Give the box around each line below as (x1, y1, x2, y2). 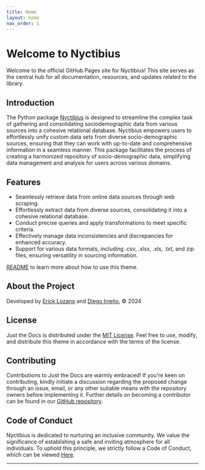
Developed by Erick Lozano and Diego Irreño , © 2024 (6, 297, 142, 304)
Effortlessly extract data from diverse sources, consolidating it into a (15, 206, 187, 213)
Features (6, 177, 41, 187)
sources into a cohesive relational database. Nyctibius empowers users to (6, 127, 192, 134)
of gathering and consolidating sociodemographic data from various (6, 120, 178, 128)
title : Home (6, 9, 37, 15)
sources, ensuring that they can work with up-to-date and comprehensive (6, 140, 192, 147)
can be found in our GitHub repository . (6, 398, 103, 405)
